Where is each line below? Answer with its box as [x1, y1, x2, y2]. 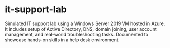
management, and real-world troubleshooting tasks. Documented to [5, 31, 148, 37]
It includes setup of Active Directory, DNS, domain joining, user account [5, 26, 157, 32]
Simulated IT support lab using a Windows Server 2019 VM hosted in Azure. [5, 20, 165, 27]
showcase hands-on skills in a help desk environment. [5, 37, 120, 43]
